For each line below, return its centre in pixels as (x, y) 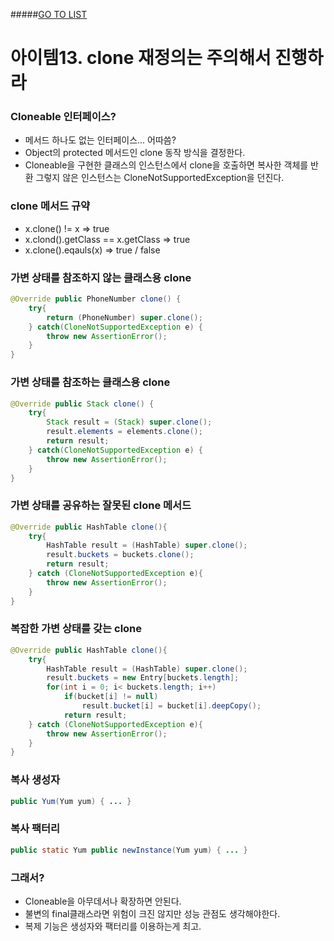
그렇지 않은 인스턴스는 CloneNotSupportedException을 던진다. (160, 178)
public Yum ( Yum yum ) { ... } (71, 801)
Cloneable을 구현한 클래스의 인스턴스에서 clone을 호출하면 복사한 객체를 (166, 165)
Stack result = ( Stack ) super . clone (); (129, 422)
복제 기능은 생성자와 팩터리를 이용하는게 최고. (113, 926)
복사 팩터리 (35, 829)
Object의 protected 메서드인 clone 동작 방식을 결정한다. (135, 153)
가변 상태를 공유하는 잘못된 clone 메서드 (101, 506)
